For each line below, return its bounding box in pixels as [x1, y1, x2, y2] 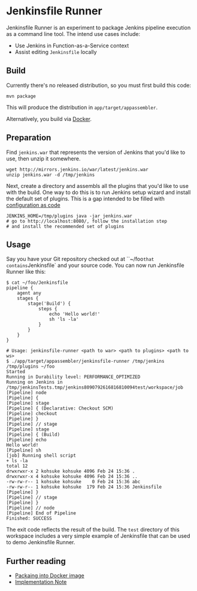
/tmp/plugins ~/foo [6, 363, 55, 369]
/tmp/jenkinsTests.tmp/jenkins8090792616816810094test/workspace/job [6, 384, 184, 390]
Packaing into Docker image [14, 572, 85, 579]
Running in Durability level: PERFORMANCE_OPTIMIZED [6, 374, 141, 380]
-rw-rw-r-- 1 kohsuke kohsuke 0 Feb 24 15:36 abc [6, 479, 141, 485]
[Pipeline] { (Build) [6, 432, 60, 438]
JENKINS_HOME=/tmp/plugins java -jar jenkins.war [6, 213, 133, 219]
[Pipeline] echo [6, 437, 47, 443]
